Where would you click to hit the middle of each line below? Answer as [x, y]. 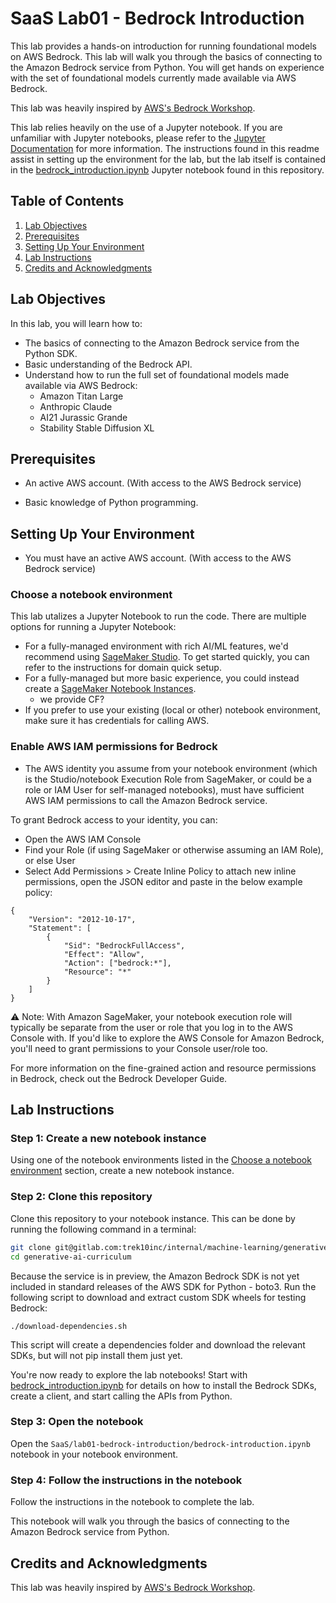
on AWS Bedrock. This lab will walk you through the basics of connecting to [166, 56]
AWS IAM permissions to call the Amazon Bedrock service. [146, 800]
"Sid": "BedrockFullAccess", [124, 945]
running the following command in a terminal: [103, 1229]
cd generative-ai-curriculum [71, 1257]
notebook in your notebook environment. [94, 1454]
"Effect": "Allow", [104, 954]
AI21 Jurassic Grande [83, 417]
